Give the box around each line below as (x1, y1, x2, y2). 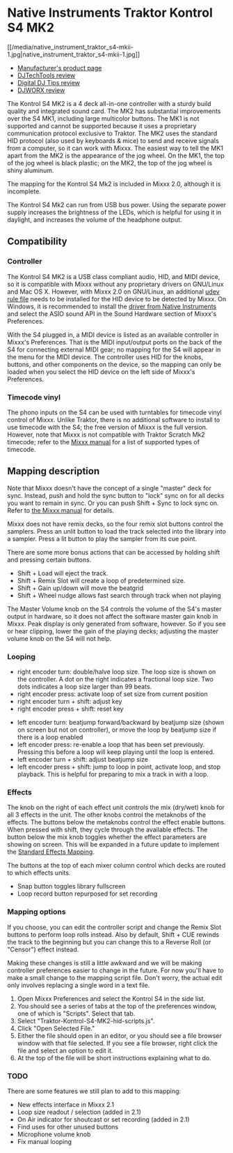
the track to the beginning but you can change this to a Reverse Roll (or (7, 937, 211, 946)
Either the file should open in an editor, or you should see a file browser (17, 1031, 223, 1040)
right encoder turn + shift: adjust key (17, 698, 122, 706)
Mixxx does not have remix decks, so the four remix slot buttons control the (7, 520, 224, 528)
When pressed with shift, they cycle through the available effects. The (7, 825, 208, 834)
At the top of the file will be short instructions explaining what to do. (17, 1053, 212, 1062)
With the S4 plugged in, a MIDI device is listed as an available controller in (7, 330, 219, 339)
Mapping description (7, 465, 100, 477)
